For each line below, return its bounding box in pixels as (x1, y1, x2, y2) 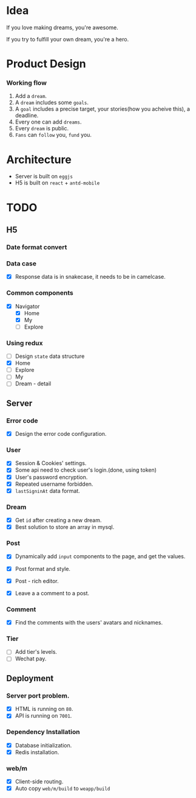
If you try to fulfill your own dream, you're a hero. (6, 35, 129, 43)
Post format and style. (15, 565, 71, 572)
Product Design (6, 57, 86, 71)
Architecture (6, 153, 72, 166)
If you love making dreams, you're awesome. (6, 24, 118, 31)
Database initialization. (15, 741, 72, 749)
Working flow (6, 79, 47, 87)
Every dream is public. (15, 125, 69, 132)
